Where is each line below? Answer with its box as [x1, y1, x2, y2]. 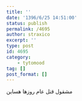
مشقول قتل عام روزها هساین [6, 88, 73, 95]
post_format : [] [6, 71, 47, 77]
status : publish [6, 20, 47, 26]
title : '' [6, 9, 32, 15]
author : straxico [6, 32, 50, 38]
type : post [6, 43, 34, 49]
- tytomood [17, 60, 45, 66]
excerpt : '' [6, 37, 36, 43]
